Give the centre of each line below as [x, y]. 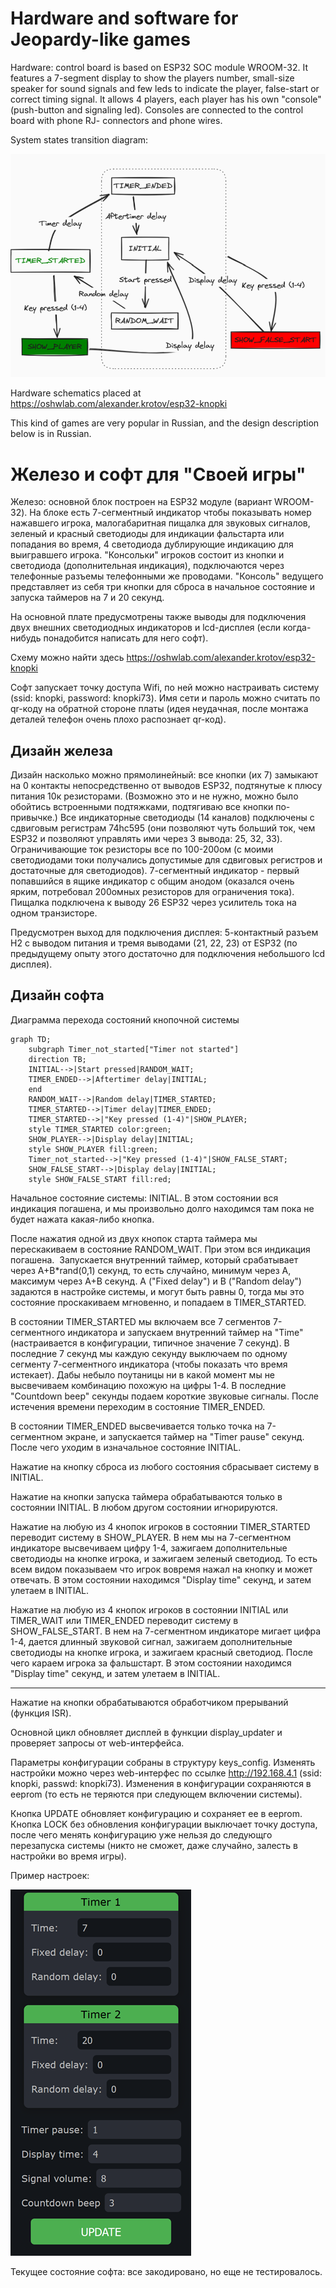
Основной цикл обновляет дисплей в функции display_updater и [146, 1732]
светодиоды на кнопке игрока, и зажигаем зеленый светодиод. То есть [164, 1558]
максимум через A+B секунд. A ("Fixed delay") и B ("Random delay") [156, 1281]
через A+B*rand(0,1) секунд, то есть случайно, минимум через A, [151, 1270]
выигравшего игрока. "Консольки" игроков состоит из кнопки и [147, 555]
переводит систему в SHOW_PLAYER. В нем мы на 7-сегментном [151, 1537]
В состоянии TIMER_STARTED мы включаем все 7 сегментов [141, 1321]
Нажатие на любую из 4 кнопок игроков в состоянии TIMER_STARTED [160, 1526]
